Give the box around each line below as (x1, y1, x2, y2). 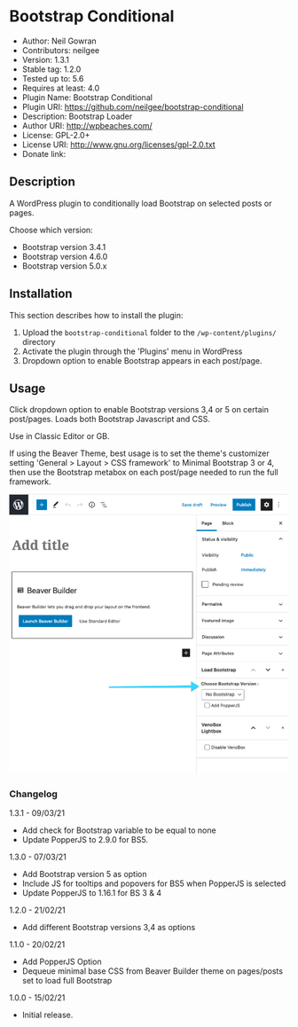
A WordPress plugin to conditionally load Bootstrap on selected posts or (9, 198, 272, 208)
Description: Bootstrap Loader (21, 111, 133, 122)
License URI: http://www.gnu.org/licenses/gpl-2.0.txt (21, 139, 216, 150)
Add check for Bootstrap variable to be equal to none (21, 825, 216, 835)
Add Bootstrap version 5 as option (21, 869, 147, 880)
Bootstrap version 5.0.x (21, 260, 107, 271)
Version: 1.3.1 (21, 54, 69, 65)
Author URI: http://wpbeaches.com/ (21, 120, 153, 130)
